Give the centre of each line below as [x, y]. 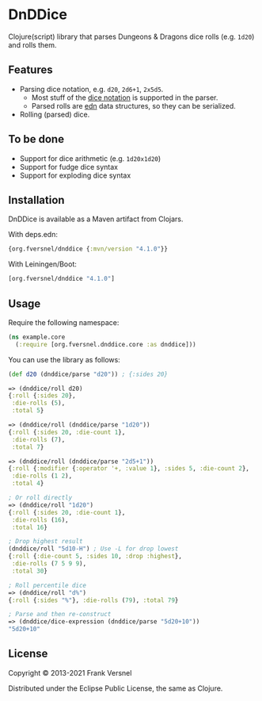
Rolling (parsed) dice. [55, 114]
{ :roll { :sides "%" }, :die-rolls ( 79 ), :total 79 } [93, 600]
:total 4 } [28, 484]
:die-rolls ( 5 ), [38, 403]
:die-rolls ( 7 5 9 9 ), [49, 564]
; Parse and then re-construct [60, 615]
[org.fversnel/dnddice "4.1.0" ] [61, 279]
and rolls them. [32, 44]
